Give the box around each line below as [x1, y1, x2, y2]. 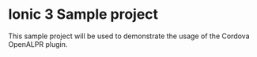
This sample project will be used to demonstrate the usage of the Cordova [8, 31, 251, 41]
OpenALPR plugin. [8, 39, 68, 48]
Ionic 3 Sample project [8, 5, 159, 23]
